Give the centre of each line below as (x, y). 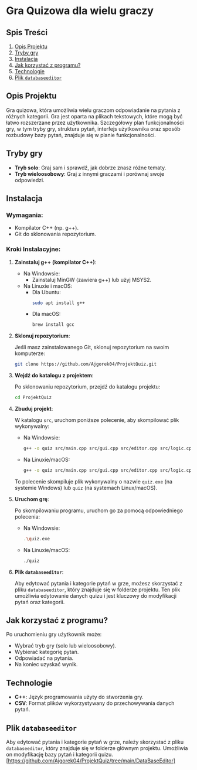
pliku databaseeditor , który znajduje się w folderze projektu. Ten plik (97, 590)
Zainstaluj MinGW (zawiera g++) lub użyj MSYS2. (92, 280)
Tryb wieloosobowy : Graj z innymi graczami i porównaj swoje (89, 173)
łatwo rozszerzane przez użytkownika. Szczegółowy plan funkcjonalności (95, 122)
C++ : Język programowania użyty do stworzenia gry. (79, 697)
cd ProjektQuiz (33, 398)
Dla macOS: (46, 314)
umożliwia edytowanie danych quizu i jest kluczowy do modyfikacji (96, 595)
